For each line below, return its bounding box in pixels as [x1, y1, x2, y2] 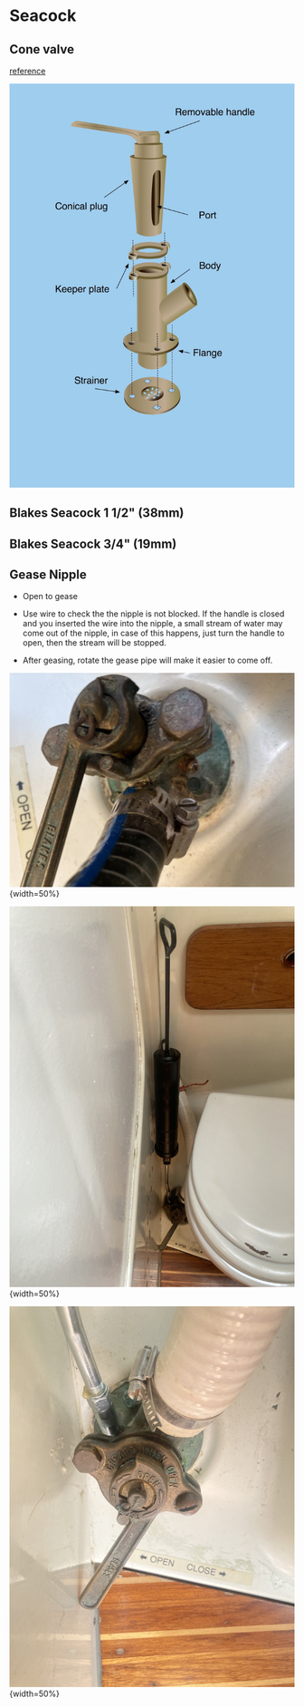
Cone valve [9, 42, 75, 57]
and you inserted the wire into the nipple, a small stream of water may [22, 618, 283, 629]
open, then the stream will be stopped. [22, 637, 167, 648]
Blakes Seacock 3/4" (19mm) [9, 536, 177, 551]
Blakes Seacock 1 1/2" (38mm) [9, 505, 185, 521]
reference [9, 65, 46, 76]
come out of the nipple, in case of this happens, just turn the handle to [22, 627, 285, 639]
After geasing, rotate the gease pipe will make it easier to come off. [22, 655, 273, 666]
